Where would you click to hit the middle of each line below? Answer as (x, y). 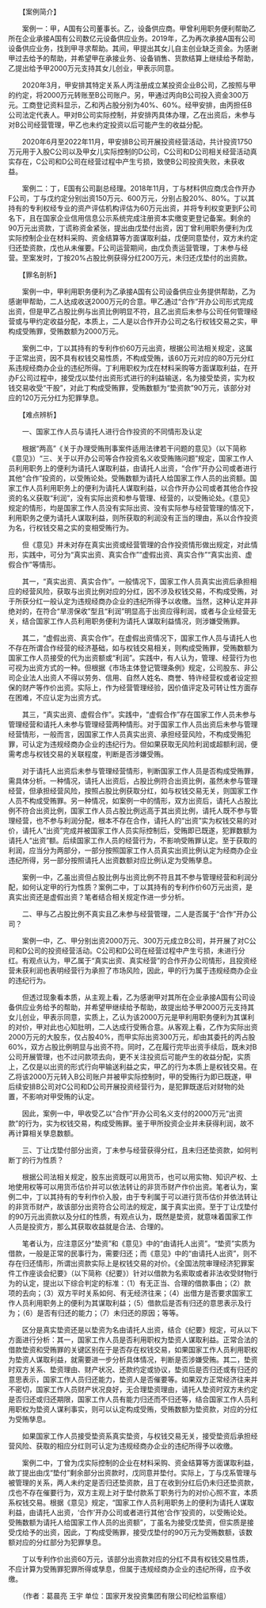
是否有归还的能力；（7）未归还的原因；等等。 (110, 1313)
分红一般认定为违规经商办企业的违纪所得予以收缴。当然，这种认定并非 (143, 601)
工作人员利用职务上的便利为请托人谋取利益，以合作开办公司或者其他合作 (133, 488)
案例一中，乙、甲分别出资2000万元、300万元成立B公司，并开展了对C (135, 941)
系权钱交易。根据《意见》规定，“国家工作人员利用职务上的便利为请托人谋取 (131, 1502)
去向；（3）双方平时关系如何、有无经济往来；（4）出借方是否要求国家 (134, 1293)
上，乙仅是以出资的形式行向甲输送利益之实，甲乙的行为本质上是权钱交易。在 (133, 1067)
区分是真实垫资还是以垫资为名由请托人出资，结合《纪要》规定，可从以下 (140, 1330)
